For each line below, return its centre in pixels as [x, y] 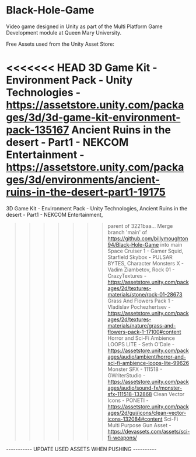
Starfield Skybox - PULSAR [140, 257]
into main [171, 244]
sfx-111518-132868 [130, 394]
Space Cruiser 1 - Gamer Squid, [146, 251]
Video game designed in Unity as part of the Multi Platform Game [84, 26]
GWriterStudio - [127, 375]
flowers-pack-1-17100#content [144, 332]
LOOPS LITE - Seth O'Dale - [141, 344]
